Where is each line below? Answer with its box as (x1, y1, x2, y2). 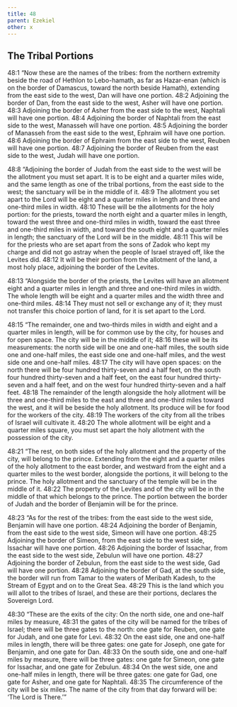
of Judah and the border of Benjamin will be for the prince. (7, 500, 178, 509)
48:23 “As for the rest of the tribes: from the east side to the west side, (7, 514, 214, 522)
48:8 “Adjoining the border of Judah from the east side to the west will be (7, 165, 221, 174)
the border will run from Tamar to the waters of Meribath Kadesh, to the (7, 574, 216, 582)
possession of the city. (7, 434, 74, 442)
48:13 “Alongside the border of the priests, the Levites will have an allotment (7, 277, 229, 285)
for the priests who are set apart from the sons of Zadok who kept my (7, 240, 211, 249)
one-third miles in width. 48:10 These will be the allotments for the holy (7, 203, 214, 211)
